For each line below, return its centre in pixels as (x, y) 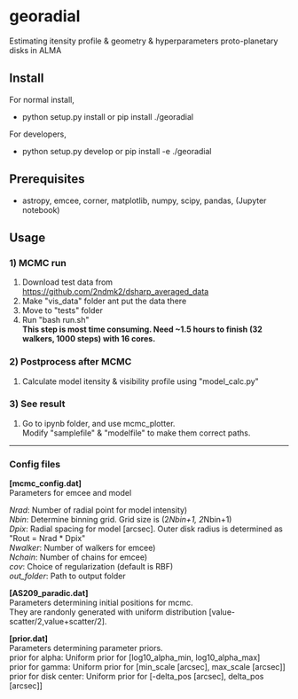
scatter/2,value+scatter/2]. (58, 622)
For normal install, (42, 99)
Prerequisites (47, 179)
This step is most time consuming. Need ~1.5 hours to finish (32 (142, 329)
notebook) (41, 209)
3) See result (37, 404)
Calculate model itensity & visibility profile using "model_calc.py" (140, 381)
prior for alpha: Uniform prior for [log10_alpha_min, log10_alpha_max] (135, 657)
